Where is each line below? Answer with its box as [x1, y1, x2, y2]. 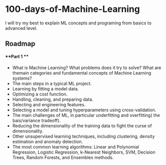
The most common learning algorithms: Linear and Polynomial [12, 144, 140, 150]
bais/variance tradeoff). [12, 117, 61, 123]
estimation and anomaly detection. [12, 138, 83, 145]
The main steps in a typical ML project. [12, 81, 92, 86]
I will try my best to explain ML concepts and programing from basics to [5, 20, 152, 26]
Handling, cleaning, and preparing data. [12, 96, 94, 102]
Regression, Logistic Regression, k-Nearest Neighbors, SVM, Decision [12, 149, 156, 155]
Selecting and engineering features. [12, 101, 86, 107]
